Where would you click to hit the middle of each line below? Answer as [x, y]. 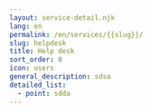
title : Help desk [42, 51]
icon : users [32, 69]
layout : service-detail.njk [62, 18]
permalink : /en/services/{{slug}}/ [76, 34]
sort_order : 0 [36, 60]
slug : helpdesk [38, 43]
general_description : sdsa [60, 77]
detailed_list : [38, 85]
